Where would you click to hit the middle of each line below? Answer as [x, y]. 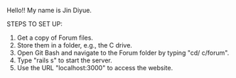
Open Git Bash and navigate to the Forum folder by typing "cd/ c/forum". [123, 53]
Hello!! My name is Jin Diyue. [49, 10]
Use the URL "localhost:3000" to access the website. [95, 68]
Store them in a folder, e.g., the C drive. [75, 45]
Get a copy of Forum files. [55, 38]
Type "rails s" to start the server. [64, 60]
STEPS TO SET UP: [35, 24]
